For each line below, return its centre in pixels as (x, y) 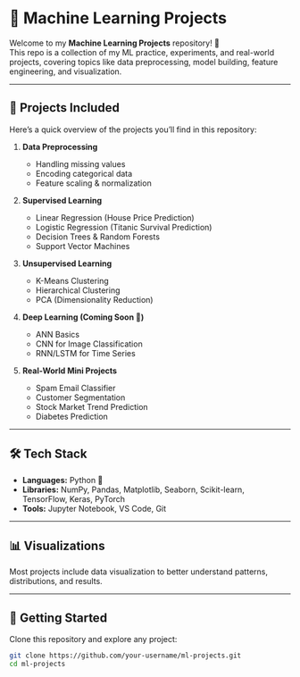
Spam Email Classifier (75, 388)
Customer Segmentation (80, 397)
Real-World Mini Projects (70, 371)
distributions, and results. (56, 581)
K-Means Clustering (72, 280)
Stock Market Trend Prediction (92, 406)
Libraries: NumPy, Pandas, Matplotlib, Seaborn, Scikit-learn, (133, 489)
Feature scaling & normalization (93, 183)
